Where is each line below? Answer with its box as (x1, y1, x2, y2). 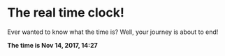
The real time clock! (7, 5, 124, 21)
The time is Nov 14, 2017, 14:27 (7, 41, 98, 49)
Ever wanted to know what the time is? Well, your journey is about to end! (7, 28, 219, 36)
